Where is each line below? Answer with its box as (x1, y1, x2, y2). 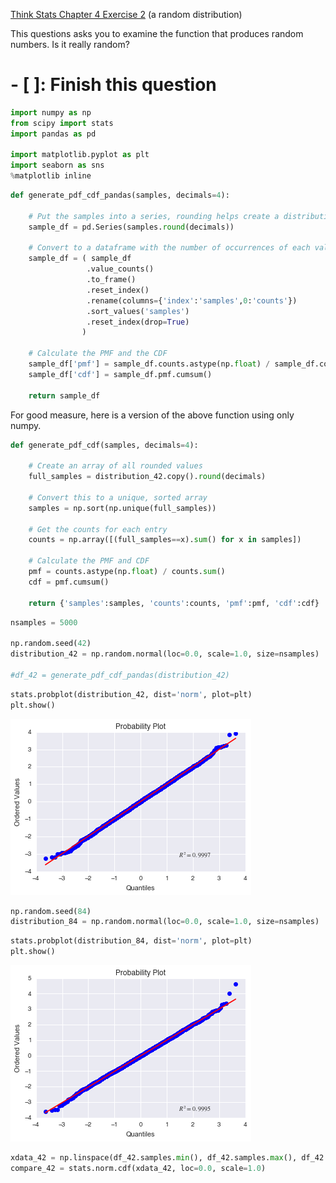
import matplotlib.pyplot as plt (10, 150, 150, 160)
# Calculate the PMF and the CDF (28, 349, 168, 359)
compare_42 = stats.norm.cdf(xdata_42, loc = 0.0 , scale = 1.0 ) (10, 1163, 267, 1173)
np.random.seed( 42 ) (10, 639, 92, 649)
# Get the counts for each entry (28, 524, 168, 534)
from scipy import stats (10, 118, 114, 128)
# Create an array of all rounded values (28, 461, 203, 471)
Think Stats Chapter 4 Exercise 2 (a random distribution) (10, 9, 243, 20)
